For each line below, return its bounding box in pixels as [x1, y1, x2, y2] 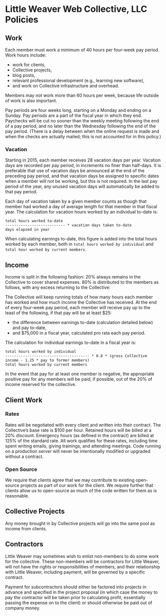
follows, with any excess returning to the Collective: [5, 284, 111, 290]
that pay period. [5, 189, 38, 195]
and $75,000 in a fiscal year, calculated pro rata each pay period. [12, 330, 146, 336]
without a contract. [5, 453, 44, 459]
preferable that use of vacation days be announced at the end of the [5, 168, 145, 174]
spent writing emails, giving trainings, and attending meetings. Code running [5, 443, 161, 449]
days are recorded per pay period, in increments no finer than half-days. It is [5, 163, 162, 168]
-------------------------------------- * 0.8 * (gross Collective [5, 353, 148, 359]
